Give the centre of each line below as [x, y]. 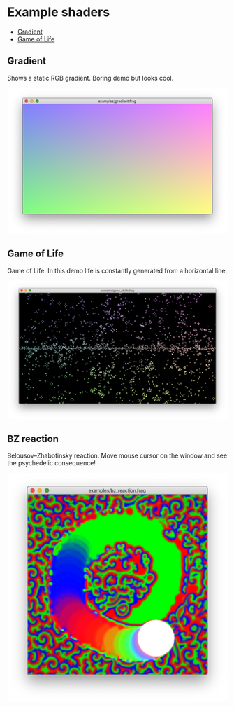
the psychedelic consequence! [52, 463]
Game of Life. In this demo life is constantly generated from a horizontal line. [117, 270]
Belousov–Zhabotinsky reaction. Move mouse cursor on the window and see [117, 455]
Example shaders [59, 12]
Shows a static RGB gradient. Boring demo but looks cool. [90, 78]
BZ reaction [33, 439]
